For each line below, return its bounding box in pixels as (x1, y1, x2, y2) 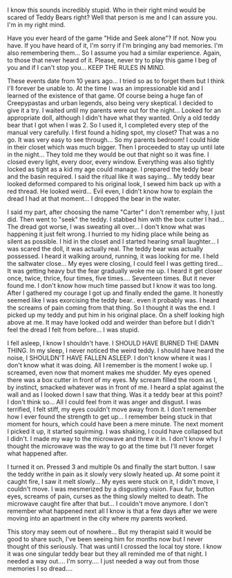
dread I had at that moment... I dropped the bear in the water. (7, 195, 181, 203)
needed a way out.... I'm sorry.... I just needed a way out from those (7, 557, 200, 565)
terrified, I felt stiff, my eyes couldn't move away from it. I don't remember (7, 405, 217, 413)
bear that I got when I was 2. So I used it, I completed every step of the (7, 121, 209, 129)
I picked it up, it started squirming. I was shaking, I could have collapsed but (7, 427, 223, 435)
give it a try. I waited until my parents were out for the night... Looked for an (7, 107, 222, 114)
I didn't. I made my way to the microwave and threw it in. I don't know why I (7, 435, 222, 442)
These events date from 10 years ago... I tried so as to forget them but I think (7, 77, 225, 85)
